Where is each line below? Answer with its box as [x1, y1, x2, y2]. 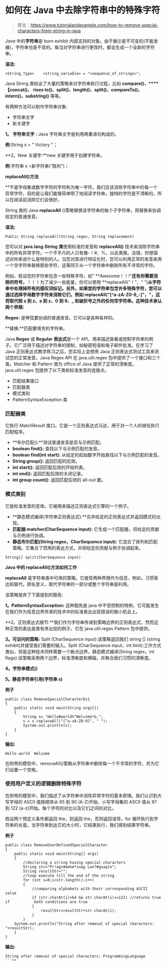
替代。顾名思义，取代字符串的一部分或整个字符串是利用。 [13, 581, 132, 587]
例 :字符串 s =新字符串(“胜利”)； [5, 163, 70, 169]
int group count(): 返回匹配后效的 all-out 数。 [12, 477, 106, 483]
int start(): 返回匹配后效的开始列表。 [12, 464, 88, 470]
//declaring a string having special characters [23, 860, 126, 865]
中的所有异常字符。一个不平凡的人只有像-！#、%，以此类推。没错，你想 [5, 249, 154, 255]
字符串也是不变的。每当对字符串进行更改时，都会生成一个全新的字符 [15, 44, 155, 50]
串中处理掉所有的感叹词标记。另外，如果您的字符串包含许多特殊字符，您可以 [5, 285, 162, 291]
